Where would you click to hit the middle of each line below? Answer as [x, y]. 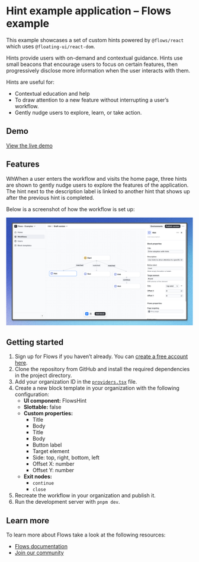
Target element [51, 451]
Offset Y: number [53, 470]
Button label [47, 445]
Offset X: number [54, 464]
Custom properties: [48, 413]
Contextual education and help [52, 93]
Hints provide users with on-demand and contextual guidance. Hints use [94, 58]
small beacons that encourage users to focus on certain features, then [92, 64]
